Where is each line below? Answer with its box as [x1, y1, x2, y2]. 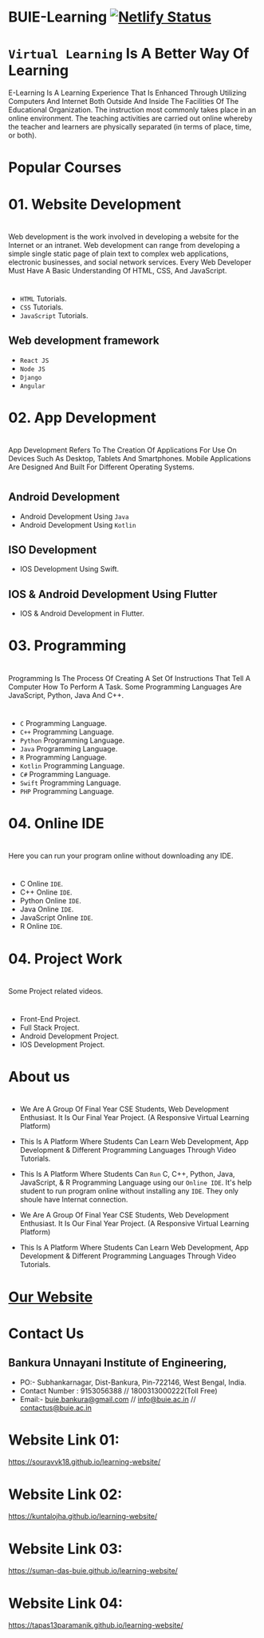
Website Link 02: [8, 1485, 123, 1503]
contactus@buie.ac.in [19, 1403, 92, 1413]
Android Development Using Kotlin [19, 520, 136, 529]
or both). [8, 130, 37, 140]
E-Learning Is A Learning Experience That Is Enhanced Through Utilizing [8, 88, 247, 98]
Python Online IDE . [19, 896, 81, 906]
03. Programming [8, 636, 127, 655]
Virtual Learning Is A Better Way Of [8, 45, 250, 63]
